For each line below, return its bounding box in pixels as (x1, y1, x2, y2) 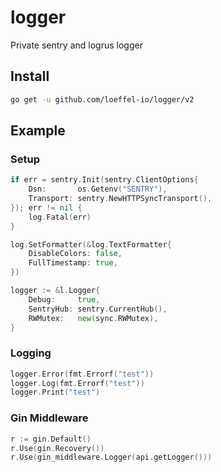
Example (10, 122, 66, 140)
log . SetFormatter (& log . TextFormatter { (10, 239, 172, 250)
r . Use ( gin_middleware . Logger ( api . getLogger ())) (10, 452, 213, 463)
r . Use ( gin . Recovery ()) (10, 443, 105, 453)
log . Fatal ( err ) (28, 212, 92, 222)
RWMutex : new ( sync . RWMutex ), (28, 313, 159, 323)
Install (10, 68, 50, 85)
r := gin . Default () (10, 434, 92, 444)
